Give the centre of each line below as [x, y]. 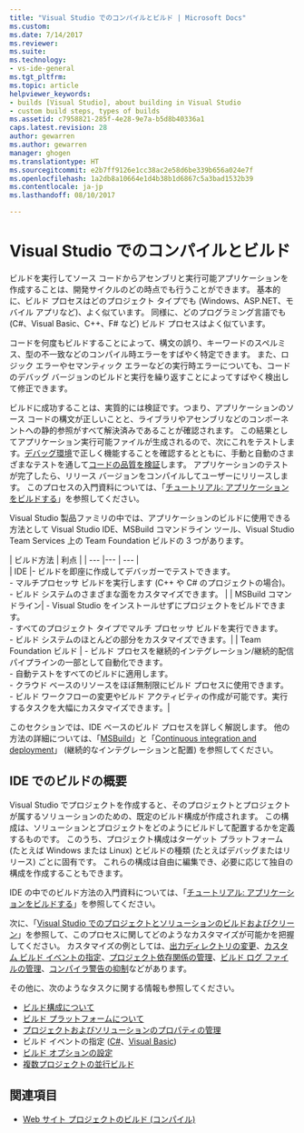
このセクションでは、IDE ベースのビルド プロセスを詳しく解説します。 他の [150, 727]
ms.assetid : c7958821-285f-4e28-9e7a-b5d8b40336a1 [107, 119]
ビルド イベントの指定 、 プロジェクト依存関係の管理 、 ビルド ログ [141, 957]
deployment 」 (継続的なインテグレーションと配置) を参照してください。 [144, 749]
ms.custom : [30, 26]
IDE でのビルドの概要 [68, 782]
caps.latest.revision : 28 [58, 128]
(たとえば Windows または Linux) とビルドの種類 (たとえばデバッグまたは [146, 850]
